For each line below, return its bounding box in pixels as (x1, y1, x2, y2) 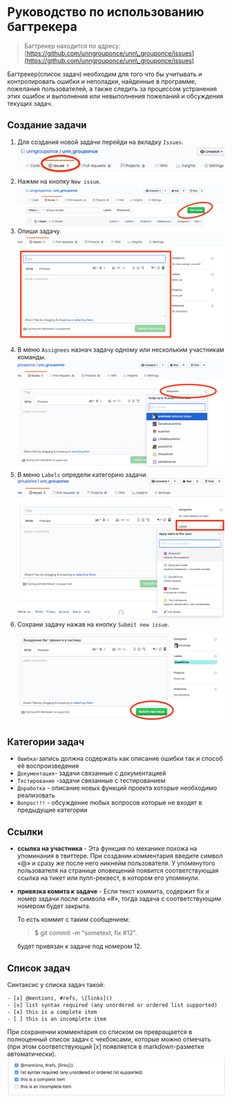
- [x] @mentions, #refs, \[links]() (7, 995, 113, 1002)
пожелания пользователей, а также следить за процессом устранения (7, 84, 217, 93)
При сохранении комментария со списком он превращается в (7, 1028, 193, 1035)
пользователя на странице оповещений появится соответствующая (17, 867, 219, 875)
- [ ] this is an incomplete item (7, 1015, 107, 1022)
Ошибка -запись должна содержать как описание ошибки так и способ (17, 754, 223, 763)
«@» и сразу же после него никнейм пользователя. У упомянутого (17, 859, 215, 867)
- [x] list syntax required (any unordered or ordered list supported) (7, 1002, 217, 1008)
